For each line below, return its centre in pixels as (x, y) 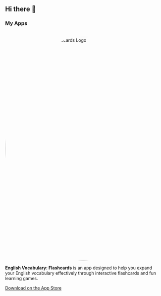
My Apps (16, 23)
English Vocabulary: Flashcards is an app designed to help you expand (79, 268)
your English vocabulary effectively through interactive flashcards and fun (81, 273)
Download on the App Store (33, 288)
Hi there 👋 (21, 9)
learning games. (22, 278)
